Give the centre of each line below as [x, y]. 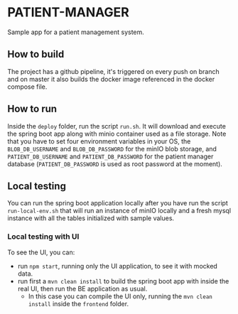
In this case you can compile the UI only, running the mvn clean [120, 296]
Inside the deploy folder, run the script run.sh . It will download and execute [117, 126]
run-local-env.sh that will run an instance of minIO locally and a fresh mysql [119, 211]
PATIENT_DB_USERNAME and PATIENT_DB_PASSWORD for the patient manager [110, 156]
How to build [36, 54]
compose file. [27, 87]
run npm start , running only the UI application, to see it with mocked [118, 266]
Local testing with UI [43, 237]
